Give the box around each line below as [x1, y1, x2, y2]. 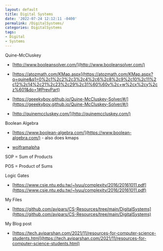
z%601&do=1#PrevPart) [12, 86, 60, 93]
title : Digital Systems [5, 12, 54, 17]
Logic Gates [5, 173, 29, 178]
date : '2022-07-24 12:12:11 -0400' [5, 16, 77, 21]
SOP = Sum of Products [5, 154, 53, 159]
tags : [5, 30, 16, 35]
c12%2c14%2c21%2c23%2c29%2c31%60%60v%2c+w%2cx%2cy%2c [12, 81, 158, 87]
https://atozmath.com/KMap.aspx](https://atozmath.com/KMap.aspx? [14, 71, 153, 77]
